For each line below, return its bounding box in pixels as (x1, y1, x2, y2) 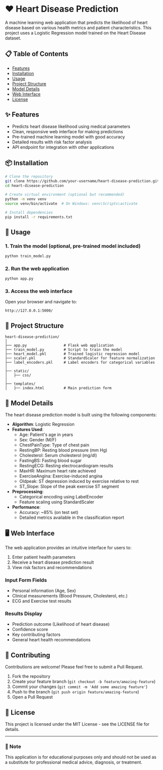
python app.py (5, 276, 34, 281)
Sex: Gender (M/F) (19, 437, 57, 443)
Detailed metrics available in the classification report (19, 514, 125, 520)
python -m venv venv (5, 197, 47, 201)
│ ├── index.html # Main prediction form (5, 386, 112, 391)
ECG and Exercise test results (12, 598, 72, 604)
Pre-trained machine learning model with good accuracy (12, 134, 125, 139)
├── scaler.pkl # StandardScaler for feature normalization (5, 356, 155, 361)
